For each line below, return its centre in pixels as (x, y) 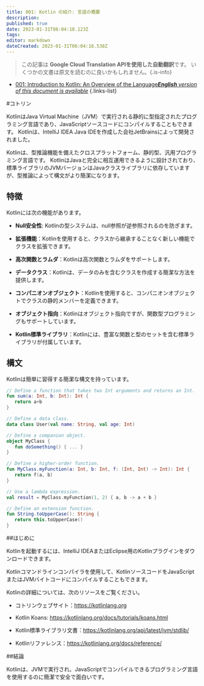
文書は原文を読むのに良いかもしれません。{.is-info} (107, 72)
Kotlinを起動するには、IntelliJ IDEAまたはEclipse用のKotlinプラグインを (95, 551)
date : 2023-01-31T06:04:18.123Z (47, 29)
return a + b (28, 402)
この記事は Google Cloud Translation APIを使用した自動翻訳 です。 (105, 64)
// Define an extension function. (50, 508)
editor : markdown (28, 40)
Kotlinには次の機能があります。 (45, 213)
